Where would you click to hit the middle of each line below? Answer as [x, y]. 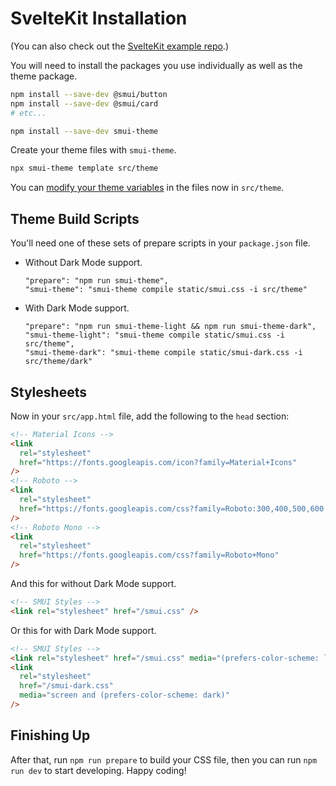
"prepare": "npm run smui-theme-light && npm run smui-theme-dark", [170, 327]
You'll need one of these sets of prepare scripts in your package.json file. [160, 243]
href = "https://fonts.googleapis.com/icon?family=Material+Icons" [158, 462]
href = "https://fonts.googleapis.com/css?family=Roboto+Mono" [149, 555]
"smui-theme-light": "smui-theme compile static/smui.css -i [155, 335]
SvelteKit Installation [99, 18]
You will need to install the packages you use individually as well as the [156, 65]
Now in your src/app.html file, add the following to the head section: [150, 416]
